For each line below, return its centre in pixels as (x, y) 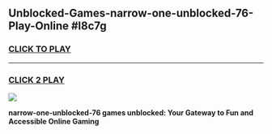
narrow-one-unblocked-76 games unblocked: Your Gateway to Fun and (131, 112)
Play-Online (38, 26)
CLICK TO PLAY (40, 50)
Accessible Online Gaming (54, 121)
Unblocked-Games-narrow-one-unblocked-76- (131, 13)
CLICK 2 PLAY (36, 80)
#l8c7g (89, 26)
